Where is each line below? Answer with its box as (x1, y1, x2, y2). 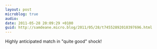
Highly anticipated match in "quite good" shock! (5, 38, 102, 44)
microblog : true (5, 12, 38, 16)
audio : (5, 16, 19, 21)
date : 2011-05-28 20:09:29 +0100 (5, 20, 74, 26)
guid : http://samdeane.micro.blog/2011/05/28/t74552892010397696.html (5, 25, 153, 30)
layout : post (5, 7, 32, 12)
